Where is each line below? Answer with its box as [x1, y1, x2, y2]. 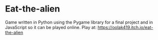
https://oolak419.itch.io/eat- [97, 24, 153, 30]
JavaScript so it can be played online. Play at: [5, 24, 97, 30]
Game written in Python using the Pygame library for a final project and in [5, 19, 153, 25]
